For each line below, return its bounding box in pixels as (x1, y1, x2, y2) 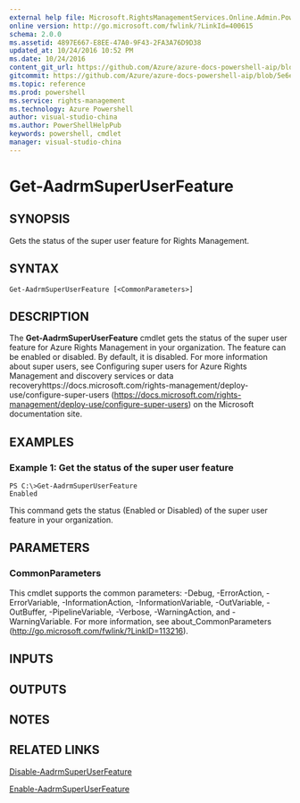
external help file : (9, 13, 87, 22)
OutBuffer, (9, 606, 47, 617)
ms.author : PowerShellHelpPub (9, 121, 122, 130)
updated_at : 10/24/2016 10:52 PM (9, 46, 134, 55)
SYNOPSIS (9, 212, 71, 227)
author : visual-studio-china (9, 113, 118, 121)
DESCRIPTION (9, 309, 89, 324)
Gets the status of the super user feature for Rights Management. (9, 235, 250, 246)
